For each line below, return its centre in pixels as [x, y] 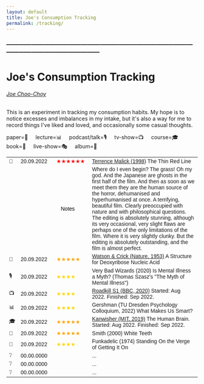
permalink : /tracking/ [35, 23]
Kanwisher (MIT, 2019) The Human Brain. [141, 319]
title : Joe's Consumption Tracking [51, 18]
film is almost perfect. [117, 249]
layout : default [27, 12]
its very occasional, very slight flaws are [138, 224]
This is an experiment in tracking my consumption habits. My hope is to [96, 112]
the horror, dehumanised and [126, 194]
